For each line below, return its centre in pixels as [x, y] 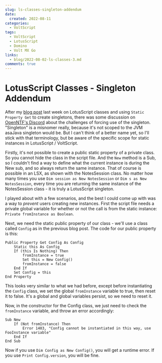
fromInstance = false [45, 264]
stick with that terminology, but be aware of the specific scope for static [77, 138]
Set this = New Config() [48, 260]
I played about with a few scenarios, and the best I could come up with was [81, 199]
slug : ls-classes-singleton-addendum [43, 10]
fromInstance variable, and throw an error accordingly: [60, 311]
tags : [10, 32]
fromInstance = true [43, 256]
